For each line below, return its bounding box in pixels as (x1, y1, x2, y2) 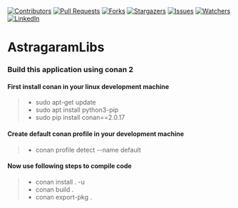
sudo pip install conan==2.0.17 (35, 113, 125, 122)
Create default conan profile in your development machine (7, 129, 185, 138)
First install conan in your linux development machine (7, 82, 170, 90)
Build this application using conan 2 (7, 65, 134, 75)
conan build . (35, 185, 74, 194)
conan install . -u (35, 177, 86, 186)
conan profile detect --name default (35, 145, 141, 154)
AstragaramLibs (7, 39, 105, 56)
